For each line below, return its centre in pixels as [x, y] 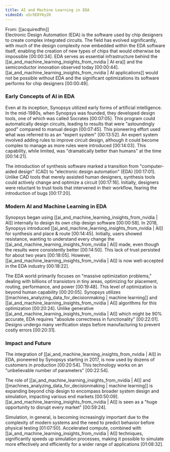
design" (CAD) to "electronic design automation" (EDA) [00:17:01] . [87, 172]
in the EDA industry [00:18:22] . [37, 266]
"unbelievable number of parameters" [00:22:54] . [57, 371]
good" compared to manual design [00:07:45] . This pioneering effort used [83, 129]
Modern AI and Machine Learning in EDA [56, 206]
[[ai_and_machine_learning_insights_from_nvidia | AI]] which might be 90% [84, 314]
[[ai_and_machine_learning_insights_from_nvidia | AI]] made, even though [82, 244]
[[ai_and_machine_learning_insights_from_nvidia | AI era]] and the [74, 62]
